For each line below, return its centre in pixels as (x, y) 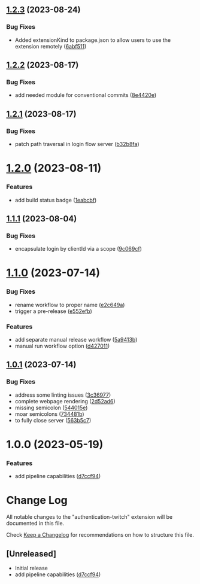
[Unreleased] (31, 554)
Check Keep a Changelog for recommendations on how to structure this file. (100, 535)
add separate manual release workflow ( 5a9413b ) (76, 340)
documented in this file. (35, 524)
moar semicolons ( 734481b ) (50, 414)
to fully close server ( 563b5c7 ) (53, 420)
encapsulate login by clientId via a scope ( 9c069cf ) (78, 249)
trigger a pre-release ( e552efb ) (54, 311)
